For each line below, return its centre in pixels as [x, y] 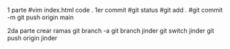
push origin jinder [32, 38]
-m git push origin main [41, 17]
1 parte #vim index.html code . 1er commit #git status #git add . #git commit [115, 10]
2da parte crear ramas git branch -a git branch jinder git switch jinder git [111, 31]
